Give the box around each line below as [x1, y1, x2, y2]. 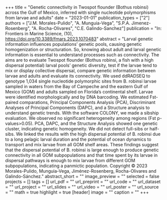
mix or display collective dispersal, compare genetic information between [5, 68, 156, 74]
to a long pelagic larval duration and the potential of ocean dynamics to [5, 136, 152, 142]
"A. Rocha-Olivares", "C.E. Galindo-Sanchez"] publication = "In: [31, 25, 162, 31]
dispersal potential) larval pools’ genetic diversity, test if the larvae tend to [5, 62, 158, 68]
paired [5, 100, 18, 105]
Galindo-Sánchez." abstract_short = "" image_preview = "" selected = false [5, 174, 160, 179]
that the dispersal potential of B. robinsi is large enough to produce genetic [5, 147, 159, 153]
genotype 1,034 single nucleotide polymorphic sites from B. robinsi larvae [5, 78, 157, 84]
